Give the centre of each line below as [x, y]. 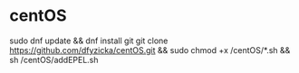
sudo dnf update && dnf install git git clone [89, 41]
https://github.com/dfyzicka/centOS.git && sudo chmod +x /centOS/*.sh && [150, 50]
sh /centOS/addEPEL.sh [54, 59]
